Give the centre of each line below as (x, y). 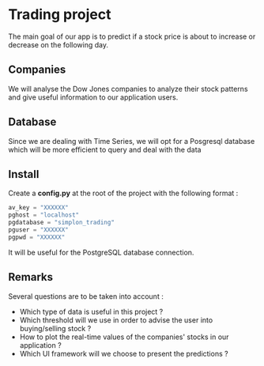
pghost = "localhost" (44, 215)
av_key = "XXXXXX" (38, 208)
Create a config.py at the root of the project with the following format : (123, 193)
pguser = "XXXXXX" (38, 230)
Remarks (31, 277)
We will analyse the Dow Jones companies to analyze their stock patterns (128, 89)
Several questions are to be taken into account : (86, 296)
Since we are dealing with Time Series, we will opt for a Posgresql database (132, 141)
